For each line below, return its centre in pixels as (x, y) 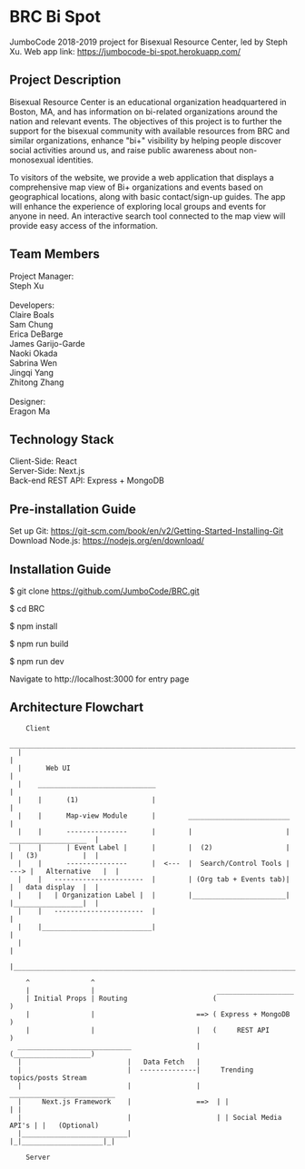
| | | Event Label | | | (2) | (154, 847)
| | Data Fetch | (109, 1062)
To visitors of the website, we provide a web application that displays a (142, 177)
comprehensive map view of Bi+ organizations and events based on (136, 187)
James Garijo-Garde (48, 343)
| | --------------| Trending (136, 1070)
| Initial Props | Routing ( (122, 998)
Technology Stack (62, 439)
